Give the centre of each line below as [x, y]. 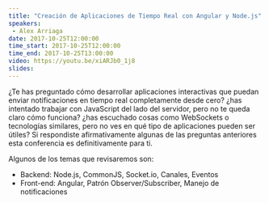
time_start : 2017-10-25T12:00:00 [65, 46]
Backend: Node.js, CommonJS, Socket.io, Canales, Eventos [119, 174]
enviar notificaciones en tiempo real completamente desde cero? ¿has [125, 100]
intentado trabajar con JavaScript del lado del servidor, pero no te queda [129, 108]
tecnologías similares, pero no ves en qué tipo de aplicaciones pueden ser [132, 125]
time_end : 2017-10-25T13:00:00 [61, 53]
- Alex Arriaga [37, 31]
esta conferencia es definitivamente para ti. [81, 143]
